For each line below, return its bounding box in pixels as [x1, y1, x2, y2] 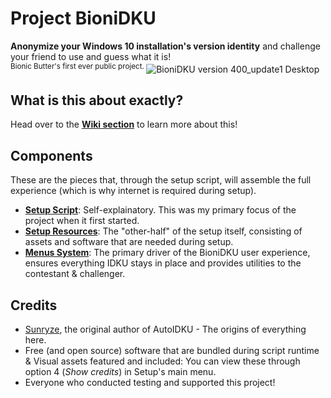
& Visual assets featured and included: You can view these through [24, 355, 301, 367]
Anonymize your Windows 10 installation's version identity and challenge [10, 40, 321, 52]
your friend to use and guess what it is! [10, 50, 172, 62]
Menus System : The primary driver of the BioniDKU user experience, [24, 247, 311, 259]
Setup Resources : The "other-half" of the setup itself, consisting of [24, 225, 303, 237]
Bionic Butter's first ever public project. [10, 61, 145, 71]
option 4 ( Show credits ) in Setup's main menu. [24, 366, 217, 378]
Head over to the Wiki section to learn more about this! [10, 118, 238, 131]
